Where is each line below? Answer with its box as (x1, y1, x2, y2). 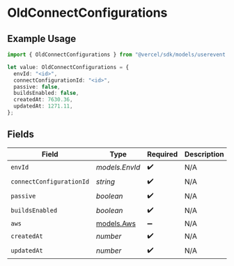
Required (147, 149, 178, 158)
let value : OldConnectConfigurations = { (7, 64, 130, 71)
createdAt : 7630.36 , (13, 96, 73, 103)
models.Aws (96, 219, 136, 228)
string (96, 177, 116, 186)
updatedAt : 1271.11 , (13, 103, 73, 110)
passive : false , (13, 83, 61, 90)
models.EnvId (96, 163, 141, 172)
